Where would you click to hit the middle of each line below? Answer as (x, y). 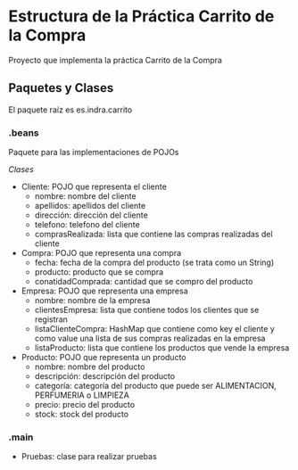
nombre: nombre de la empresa (92, 301)
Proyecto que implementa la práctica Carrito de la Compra (115, 60)
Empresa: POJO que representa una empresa (104, 291)
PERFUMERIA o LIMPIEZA (82, 395)
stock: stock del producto (82, 414)
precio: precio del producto (85, 405)
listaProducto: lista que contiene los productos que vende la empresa (162, 348)
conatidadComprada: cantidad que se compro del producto (144, 282)
